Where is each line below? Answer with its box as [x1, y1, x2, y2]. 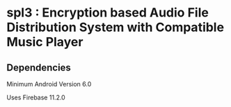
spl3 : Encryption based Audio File [6, 5, 209, 21]
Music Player [6, 35, 83, 50]
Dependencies [6, 61, 71, 73]
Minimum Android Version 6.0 [6, 80, 92, 88]
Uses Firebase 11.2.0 [6, 93, 65, 101]
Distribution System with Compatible [6, 19, 224, 35]
